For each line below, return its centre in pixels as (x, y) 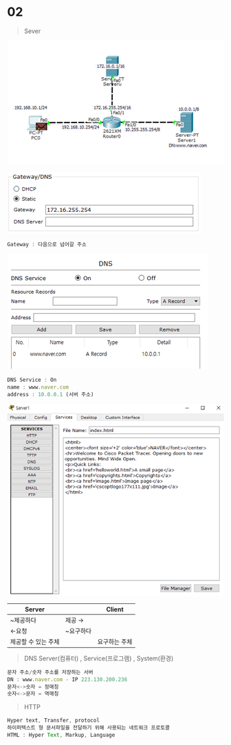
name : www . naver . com (38, 387)
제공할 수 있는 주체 (35, 642)
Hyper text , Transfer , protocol (53, 721)
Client (115, 609)
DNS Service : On (32, 380)
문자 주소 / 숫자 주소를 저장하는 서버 (50, 672)
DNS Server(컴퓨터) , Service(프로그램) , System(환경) (99, 658)
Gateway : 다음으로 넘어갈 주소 (47, 245)
